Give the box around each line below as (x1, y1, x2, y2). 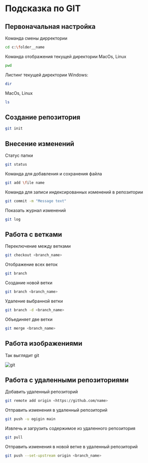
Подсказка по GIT (5, 3, 81, 14)
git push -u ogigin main (5, 417, 56, 421)
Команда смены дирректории (5, 35, 67, 41)
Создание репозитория (5, 113, 81, 121)
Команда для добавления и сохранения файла (5, 170, 103, 176)
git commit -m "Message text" (5, 198, 67, 203)
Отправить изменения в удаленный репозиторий (5, 407, 107, 413)
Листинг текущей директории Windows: (5, 72, 88, 78)
